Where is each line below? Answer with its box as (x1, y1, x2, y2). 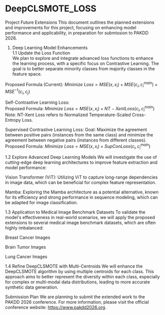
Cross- (132, 112, 146, 118)
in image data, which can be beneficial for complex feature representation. (5, 179, 157, 185)
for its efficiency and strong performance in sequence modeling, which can (5, 194, 158, 200)
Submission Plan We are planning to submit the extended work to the (5, 294, 145, 300)
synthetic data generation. (5, 284, 59, 290)
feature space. (12, 71, 42, 77)
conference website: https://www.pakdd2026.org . (5, 304, 107, 310)
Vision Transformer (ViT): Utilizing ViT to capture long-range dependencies (5, 174, 158, 180)
